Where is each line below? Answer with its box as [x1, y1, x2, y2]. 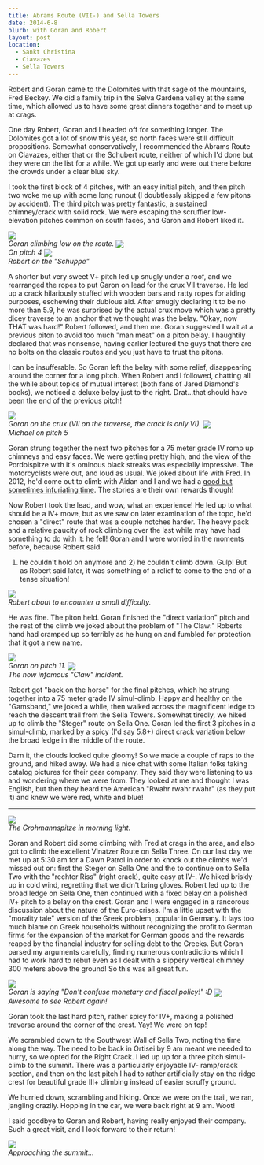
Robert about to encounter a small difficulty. [8, 597, 152, 607]
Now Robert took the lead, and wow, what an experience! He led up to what [8, 501, 253, 510]
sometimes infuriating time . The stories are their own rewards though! [8, 486, 234, 495]
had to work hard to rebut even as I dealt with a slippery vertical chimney [8, 955, 244, 966]
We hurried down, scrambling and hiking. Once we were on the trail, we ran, [8, 1092, 254, 1102]
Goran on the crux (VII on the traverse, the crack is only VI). [8, 419, 202, 429]
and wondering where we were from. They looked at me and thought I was [8, 776, 250, 785]
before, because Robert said [8, 542, 101, 552]
